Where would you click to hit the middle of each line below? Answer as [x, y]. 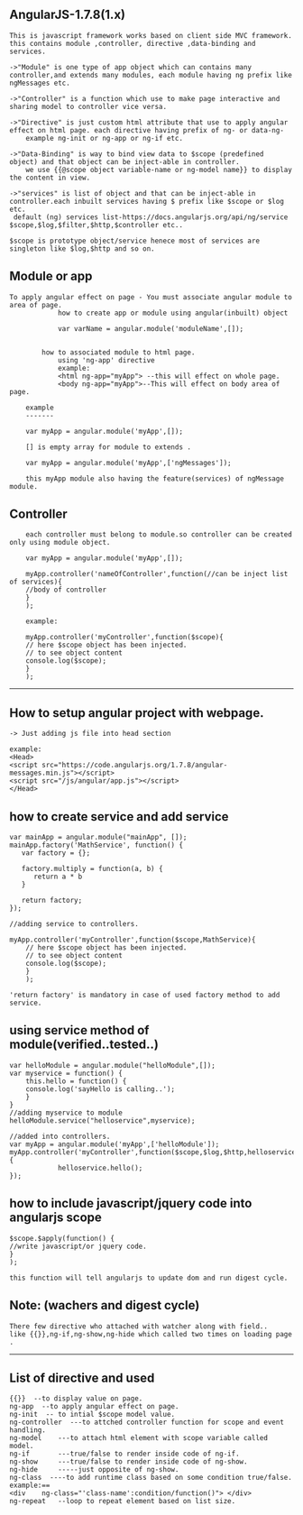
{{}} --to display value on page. [76, 1399]
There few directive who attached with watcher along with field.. [139, 1326]
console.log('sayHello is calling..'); [101, 1089]
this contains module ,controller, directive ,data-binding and [133, 43]
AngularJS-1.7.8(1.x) [68, 15]
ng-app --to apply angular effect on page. [94, 1407]
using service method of [79, 1030]
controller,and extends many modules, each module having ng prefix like [151, 75]
